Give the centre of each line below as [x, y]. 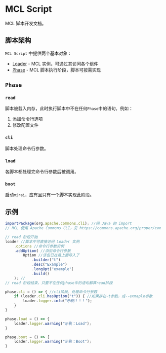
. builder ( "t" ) [46, 260]
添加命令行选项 [27, 119]
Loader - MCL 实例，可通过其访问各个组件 [55, 64]
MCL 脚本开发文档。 [26, 23]
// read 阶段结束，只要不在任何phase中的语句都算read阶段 [59, 283]
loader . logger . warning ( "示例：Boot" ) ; [53, 342]
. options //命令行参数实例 [39, 246]
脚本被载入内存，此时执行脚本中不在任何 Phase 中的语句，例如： [69, 108]
